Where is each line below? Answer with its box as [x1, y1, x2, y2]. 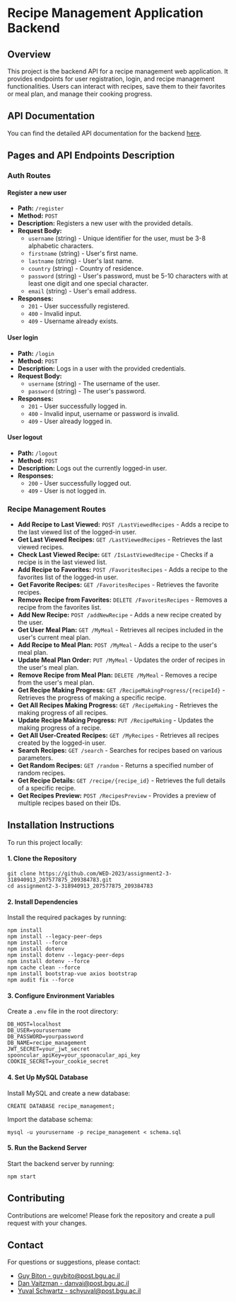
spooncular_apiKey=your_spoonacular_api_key [7, 1052, 141, 1059]
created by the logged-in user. [17, 739, 107, 747]
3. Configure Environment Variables [7, 991, 115, 1000]
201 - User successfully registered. [28, 302, 130, 310]
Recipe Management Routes [7, 504, 107, 514]
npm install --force [7, 939, 69, 947]
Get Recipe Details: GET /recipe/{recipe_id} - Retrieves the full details [17, 776, 226, 785]
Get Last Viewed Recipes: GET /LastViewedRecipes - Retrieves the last [17, 535, 223, 544]
